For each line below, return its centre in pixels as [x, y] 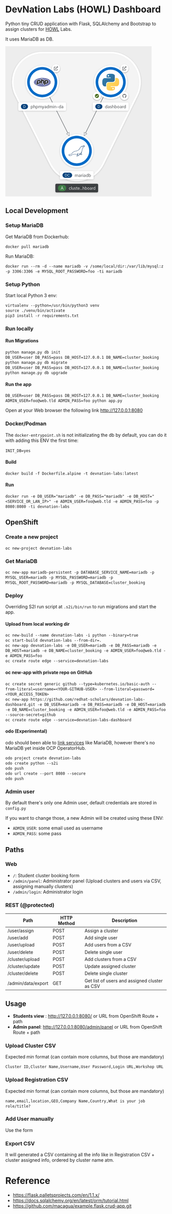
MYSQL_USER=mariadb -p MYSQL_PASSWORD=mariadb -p [59, 577]
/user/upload [21, 945]
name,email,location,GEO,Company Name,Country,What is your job [75, 1101]
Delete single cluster [106, 973]
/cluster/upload [24, 959]
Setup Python [23, 284]
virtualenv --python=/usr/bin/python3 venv [52, 305]
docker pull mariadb [27, 247]
